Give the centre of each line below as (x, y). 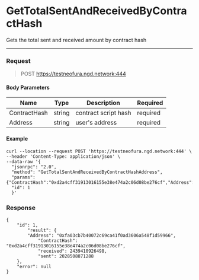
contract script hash (103, 113)
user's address (96, 123)
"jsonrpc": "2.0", (34, 167)
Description (103, 103)
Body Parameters (28, 87)
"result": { (42, 230)
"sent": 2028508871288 (66, 256)
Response (21, 208)
